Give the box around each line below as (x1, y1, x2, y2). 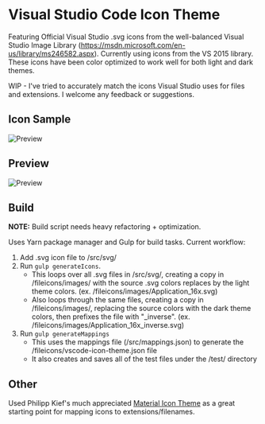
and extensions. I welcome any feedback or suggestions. (8, 89, 194, 99)
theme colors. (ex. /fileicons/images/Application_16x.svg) (31, 286, 218, 296)
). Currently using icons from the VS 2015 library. (94, 49, 254, 58)
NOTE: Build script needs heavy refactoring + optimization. (8, 222, 202, 231)
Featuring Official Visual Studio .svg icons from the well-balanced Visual (8, 32, 244, 41)
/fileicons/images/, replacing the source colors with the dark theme (31, 304, 252, 313)
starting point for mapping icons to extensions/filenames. (8, 407, 195, 417)
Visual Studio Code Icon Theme (8, 6, 221, 24)
